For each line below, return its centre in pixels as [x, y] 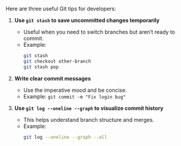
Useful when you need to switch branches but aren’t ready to [99, 32]
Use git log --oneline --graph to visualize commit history [89, 108]
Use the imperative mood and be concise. [75, 90]
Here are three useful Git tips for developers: [61, 9]
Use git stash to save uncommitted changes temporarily [87, 20]
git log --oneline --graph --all [65, 137]
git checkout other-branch [57, 61]
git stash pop [41, 67]
